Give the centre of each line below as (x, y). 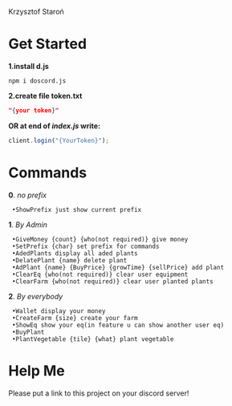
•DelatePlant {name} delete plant (69, 260)
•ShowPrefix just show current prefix (77, 209)
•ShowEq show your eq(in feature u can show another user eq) (118, 325)
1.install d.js (29, 66)
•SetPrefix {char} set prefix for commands (85, 246)
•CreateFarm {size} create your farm (75, 318)
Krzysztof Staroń (36, 12)
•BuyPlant (28, 332)
